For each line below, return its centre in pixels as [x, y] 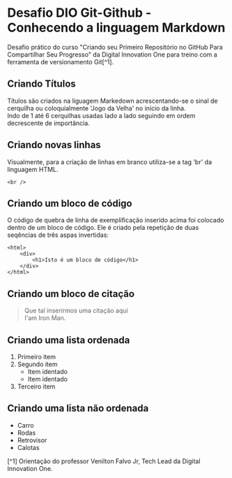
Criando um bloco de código [70, 203]
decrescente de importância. [49, 123]
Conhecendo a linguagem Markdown [116, 28]
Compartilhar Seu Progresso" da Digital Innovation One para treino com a [112, 55]
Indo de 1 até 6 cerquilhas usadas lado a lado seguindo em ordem [101, 115]
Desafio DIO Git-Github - [79, 13]
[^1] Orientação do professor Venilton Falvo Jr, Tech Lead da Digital [104, 461]
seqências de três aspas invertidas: [58, 235]
